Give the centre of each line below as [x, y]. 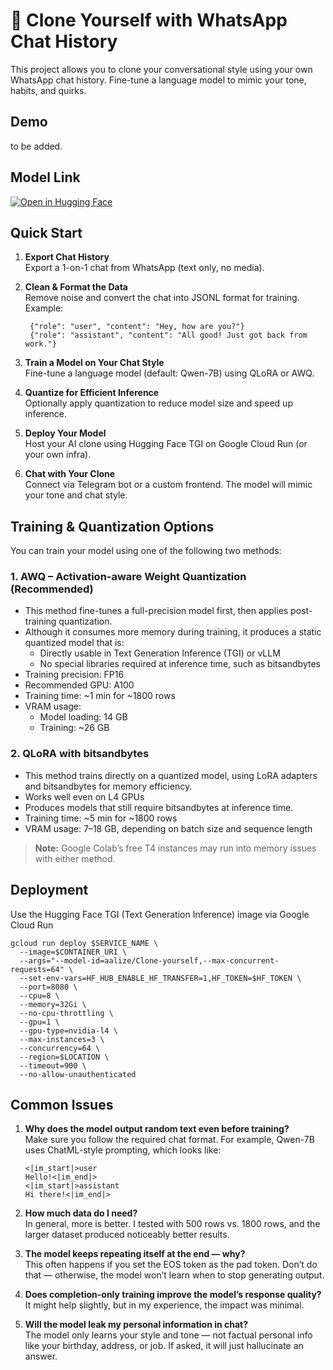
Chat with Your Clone [70, 474]
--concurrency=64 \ [60, 1048]
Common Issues [62, 1104]
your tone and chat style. [76, 495]
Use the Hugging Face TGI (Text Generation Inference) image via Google [160, 914]
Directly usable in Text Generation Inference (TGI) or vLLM [160, 653]
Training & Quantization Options [112, 526]
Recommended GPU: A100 [79, 685]
